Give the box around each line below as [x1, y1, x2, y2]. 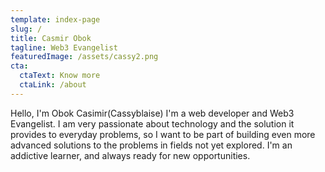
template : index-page [10, 14, 101, 25]
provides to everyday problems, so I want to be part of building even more [10, 128, 316, 140]
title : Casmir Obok [10, 33, 92, 43]
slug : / [10, 24, 43, 34]
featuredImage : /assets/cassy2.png [10, 52, 159, 62]
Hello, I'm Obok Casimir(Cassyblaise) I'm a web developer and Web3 [10, 107, 295, 119]
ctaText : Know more [19, 71, 101, 81]
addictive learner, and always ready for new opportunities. [10, 149, 251, 161]
